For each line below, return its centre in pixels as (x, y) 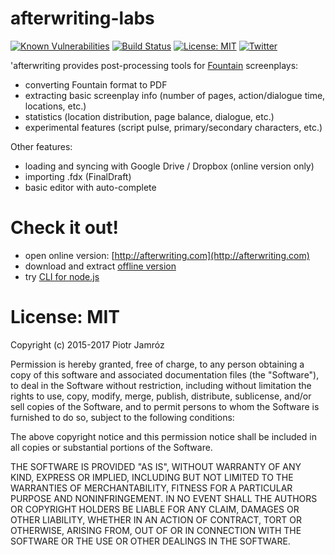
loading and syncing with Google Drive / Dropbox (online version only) (169, 166)
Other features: (41, 146)
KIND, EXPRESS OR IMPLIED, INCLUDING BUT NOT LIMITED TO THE (152, 477)
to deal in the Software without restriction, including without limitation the (161, 385)
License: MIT (65, 317)
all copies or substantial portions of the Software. (111, 447)
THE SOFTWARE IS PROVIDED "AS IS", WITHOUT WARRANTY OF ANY (156, 466)
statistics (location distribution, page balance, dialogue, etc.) (149, 116)
